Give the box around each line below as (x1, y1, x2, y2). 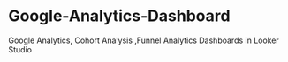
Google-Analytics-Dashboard (8, 6, 231, 26)
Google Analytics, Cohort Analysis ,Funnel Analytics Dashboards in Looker (8, 35, 279, 45)
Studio (8, 44, 33, 54)
